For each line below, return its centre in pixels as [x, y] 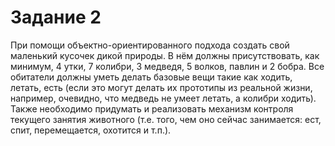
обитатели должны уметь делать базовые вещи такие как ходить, [151, 77]
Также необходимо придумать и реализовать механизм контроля [152, 108]
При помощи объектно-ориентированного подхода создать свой [150, 45]
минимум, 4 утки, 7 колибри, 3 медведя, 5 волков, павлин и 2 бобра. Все [167, 66]
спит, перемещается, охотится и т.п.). [91, 130]
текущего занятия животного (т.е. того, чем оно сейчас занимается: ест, [166, 119]
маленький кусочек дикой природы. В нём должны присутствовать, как [165, 55]
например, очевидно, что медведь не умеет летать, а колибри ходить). [163, 98]
